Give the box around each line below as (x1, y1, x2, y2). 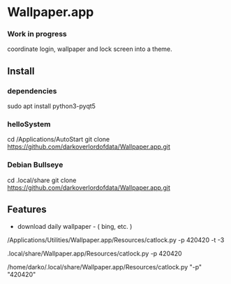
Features (7, 204, 47, 216)
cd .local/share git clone (7, 176, 77, 184)
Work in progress (7, 29, 68, 39)
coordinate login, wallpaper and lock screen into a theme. (7, 45, 172, 53)
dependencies (7, 86, 57, 96)
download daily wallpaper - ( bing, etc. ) (17, 222, 133, 230)
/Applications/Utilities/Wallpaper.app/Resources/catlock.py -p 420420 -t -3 (7, 235, 225, 244)
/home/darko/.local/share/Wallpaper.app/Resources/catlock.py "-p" (7, 262, 202, 271)
